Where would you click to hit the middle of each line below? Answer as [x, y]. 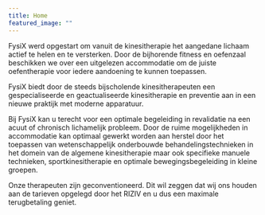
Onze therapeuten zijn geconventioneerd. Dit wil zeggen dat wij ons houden [132, 185]
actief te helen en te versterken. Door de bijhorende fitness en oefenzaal [127, 54]
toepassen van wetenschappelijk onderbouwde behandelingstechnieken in [131, 144]
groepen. [23, 170]
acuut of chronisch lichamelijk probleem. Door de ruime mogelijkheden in [128, 127]
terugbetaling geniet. [43, 202]
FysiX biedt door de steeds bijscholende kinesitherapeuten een [112, 86]
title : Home [28, 16]
